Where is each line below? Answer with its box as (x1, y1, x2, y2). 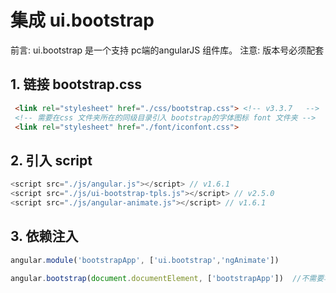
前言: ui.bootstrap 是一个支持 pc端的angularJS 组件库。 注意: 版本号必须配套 (10, 44, 325, 56)
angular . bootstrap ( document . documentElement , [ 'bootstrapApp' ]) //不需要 (10, 273, 325, 283)
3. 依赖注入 (10, 228, 79, 245)
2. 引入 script (10, 152, 93, 169)
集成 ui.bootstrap (10, 9, 155, 32)
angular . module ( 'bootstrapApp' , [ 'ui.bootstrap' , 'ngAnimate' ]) (10, 255, 280, 265)
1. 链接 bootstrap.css (10, 76, 142, 93)
